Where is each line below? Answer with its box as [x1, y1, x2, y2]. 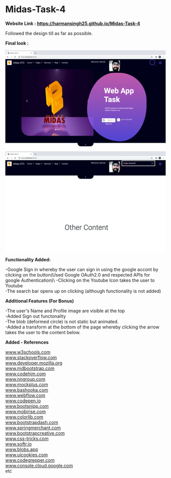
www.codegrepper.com [5, 457, 55, 463]
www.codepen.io [5, 398, 41, 404]
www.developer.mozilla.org [5, 360, 63, 366]
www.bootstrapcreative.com [5, 430, 65, 436]
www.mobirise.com [5, 408, 46, 414]
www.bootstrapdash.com [5, 419, 59, 425]
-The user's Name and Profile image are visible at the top [5, 308, 125, 314]
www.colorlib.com [5, 413, 44, 420]
